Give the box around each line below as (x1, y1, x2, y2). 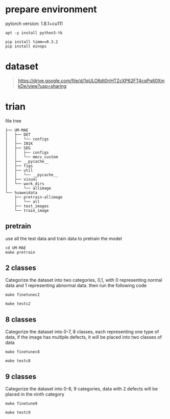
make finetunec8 (5, 350, 40, 355)
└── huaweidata (5, 190, 38, 195)
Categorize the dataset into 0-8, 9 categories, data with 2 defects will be (5, 386, 158, 392)
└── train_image (14, 208, 50, 213)
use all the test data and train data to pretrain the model (5, 235, 123, 241)
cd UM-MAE (5, 245, 27, 251)
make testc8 (5, 358, 31, 363)
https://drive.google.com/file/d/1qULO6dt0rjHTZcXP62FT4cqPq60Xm (17, 78, 165, 84)
